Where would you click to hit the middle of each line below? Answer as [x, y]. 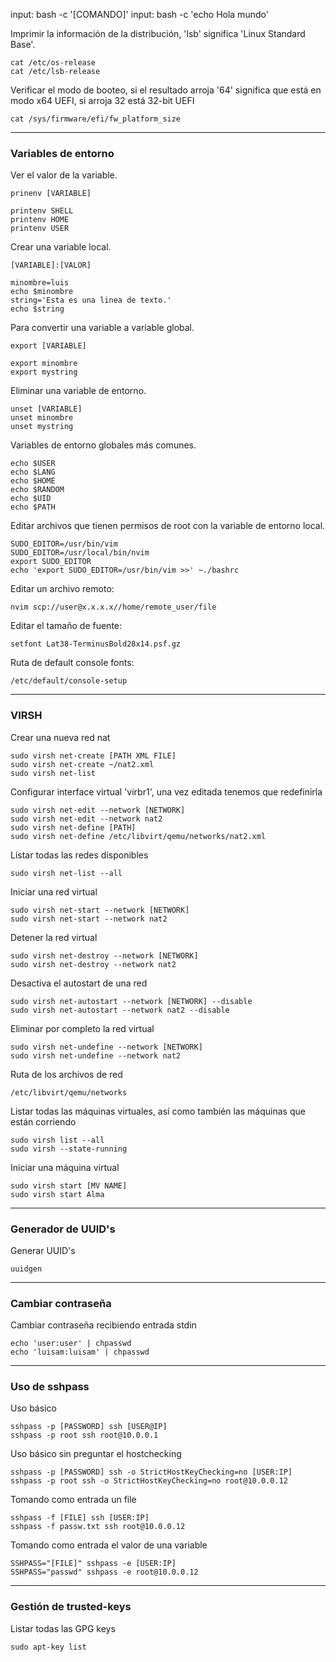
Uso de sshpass [50, 1387]
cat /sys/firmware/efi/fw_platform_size [96, 119]
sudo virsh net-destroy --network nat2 [93, 964]
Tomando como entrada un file [73, 1500]
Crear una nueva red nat [60, 737]
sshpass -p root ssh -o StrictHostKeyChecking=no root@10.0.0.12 [149, 1481]
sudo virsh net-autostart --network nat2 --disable [120, 1010]
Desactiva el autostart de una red [79, 983]
